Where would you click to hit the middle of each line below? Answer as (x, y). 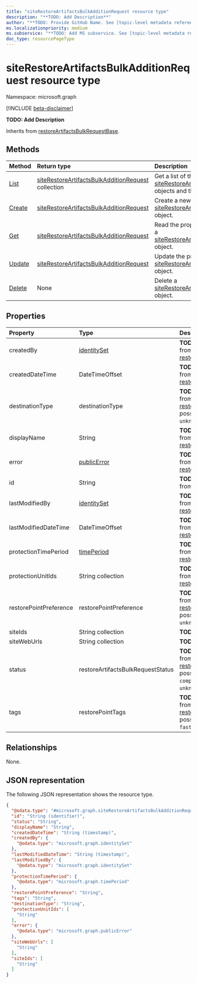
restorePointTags (102, 712)
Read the (167, 224)
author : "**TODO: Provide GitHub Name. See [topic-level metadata (89, 22)
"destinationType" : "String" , (48, 904)
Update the (170, 256)
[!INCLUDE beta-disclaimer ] (40, 108)
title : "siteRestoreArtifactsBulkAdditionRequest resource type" (87, 11)
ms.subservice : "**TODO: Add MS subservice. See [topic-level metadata (95, 34)
